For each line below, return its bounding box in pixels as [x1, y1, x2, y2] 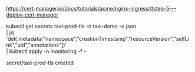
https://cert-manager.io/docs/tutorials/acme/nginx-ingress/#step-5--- [6, 5, 177, 12]
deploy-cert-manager [6, 11, 59, 18]
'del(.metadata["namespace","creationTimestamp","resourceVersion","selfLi [6, 35, 190, 42]
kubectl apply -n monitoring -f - [9, 48, 87, 55]
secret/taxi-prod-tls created [6, 59, 74, 66]
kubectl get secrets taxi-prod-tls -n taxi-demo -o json [6, 23, 137, 30]
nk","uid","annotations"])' [6, 41, 67, 48]
